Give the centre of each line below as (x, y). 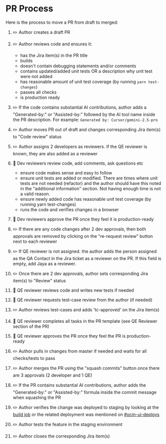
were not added (36, 76)
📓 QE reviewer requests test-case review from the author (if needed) (83, 300)
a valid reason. (35, 194)
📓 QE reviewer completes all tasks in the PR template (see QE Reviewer (85, 321)
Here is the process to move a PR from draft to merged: (62, 22)
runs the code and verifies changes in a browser (69, 209)
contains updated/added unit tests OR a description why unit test (86, 71)
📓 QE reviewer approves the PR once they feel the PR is (69, 336)
